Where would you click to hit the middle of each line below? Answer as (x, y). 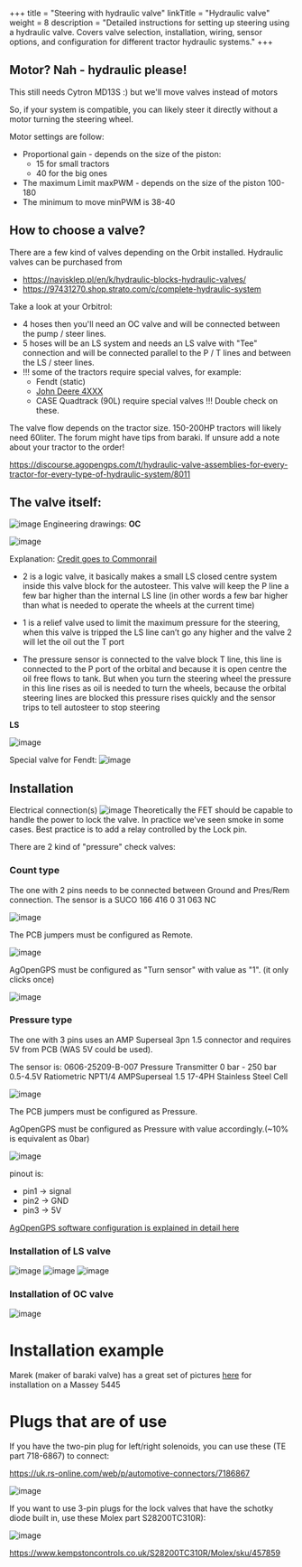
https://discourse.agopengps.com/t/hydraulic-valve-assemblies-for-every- (149, 464)
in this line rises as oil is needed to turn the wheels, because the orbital (154, 688)
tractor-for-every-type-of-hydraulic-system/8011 (100, 474)
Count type (35, 871)
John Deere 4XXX (69, 391)
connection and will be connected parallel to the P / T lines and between (156, 352)
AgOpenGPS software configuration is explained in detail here (124, 1227)
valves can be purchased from (66, 262)
